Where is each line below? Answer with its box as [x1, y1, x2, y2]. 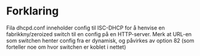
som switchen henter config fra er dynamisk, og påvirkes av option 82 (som [6, 37, 195, 44]
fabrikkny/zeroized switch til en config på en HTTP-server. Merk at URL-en [6, 30, 192, 37]
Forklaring [6, 4, 59, 18]
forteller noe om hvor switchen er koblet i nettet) [6, 43, 127, 51]
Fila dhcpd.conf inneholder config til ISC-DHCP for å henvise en [6, 24, 165, 31]
